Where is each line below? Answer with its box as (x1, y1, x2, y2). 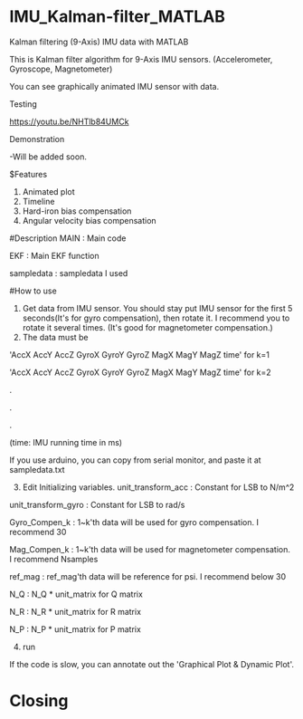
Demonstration (9, 133, 65, 144)
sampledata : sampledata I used (9, 267, 128, 278)
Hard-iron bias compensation (22, 206, 132, 216)
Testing (9, 98, 38, 110)
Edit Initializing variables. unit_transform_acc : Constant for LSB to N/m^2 (22, 482, 295, 493)
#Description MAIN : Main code (9, 233, 127, 244)
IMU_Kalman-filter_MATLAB (9, 6, 226, 27)
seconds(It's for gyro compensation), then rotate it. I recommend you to (22, 312, 290, 323)
